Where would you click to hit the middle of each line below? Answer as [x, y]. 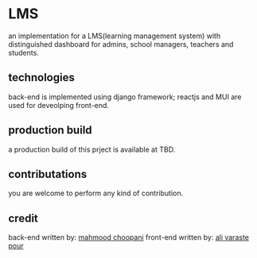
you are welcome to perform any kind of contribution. [96, 193]
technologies [42, 77]
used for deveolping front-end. [59, 105]
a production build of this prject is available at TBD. [92, 149]
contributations [48, 174]
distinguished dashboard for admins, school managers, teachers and [121, 44]
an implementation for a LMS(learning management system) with [115, 36]
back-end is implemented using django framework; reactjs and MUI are [125, 97]
